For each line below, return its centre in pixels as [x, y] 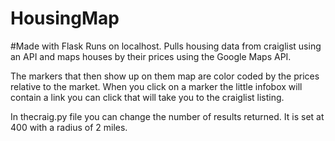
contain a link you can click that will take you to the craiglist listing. [147, 97]
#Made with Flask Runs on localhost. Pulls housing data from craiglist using [166, 46]
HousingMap [65, 18]
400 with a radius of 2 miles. [69, 127]
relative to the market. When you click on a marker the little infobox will [156, 86]
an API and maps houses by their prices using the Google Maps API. [151, 56]
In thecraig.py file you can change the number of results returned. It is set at [167, 116]
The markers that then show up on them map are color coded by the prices [165, 76]
